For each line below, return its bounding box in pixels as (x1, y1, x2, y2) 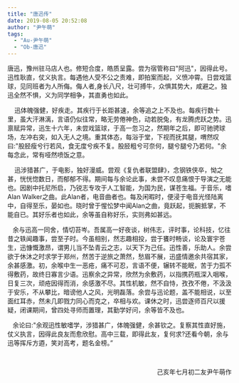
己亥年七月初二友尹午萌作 (156, 368, 232, 376)
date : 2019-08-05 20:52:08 (7, 17, 87, 24)
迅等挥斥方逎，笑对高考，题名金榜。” (7, 339, 114, 347)
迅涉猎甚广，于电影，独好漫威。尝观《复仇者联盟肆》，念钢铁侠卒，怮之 (14, 165, 223, 174)
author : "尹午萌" (7, 24, 55, 31)
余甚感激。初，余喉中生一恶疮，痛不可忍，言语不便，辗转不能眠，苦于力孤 (7, 261, 225, 270)
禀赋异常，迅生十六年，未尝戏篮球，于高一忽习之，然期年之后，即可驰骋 (7, 124, 219, 132)
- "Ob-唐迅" (14, 44, 48, 51)
